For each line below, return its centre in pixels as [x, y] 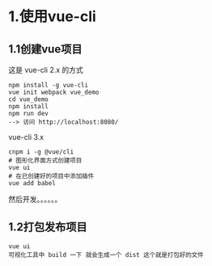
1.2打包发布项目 [48, 227]
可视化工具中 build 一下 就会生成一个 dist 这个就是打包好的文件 [106, 255]
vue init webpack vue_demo [54, 92]
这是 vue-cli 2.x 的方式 [46, 70]
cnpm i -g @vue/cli [41, 152]
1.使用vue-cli [53, 17]
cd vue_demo [28, 99]
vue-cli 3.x [26, 137]
